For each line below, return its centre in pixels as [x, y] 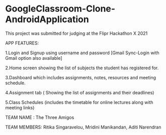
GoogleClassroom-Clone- [60, 9]
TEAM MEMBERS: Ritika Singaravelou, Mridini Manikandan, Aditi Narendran [83, 127]
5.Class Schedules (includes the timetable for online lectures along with [79, 102]
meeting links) [20, 107]
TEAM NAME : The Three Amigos [40, 117]
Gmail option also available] [34, 58]
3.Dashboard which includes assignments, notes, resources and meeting [81, 77]
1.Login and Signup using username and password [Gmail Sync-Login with [82, 53]
